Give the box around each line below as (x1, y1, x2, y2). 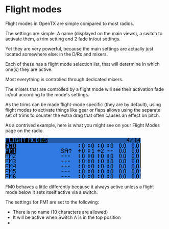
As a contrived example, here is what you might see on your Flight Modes (5, 122, 160, 128)
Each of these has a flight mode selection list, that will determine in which (5, 61, 160, 67)
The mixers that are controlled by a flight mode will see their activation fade (5, 86, 164, 92)
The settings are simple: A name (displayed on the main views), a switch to (5, 30, 163, 36)
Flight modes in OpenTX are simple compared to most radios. (5, 20, 134, 27)
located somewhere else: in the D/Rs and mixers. (5, 51, 108, 57)
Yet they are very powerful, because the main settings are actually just (5, 45, 154, 52)
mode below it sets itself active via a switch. (5, 189, 98, 195)
